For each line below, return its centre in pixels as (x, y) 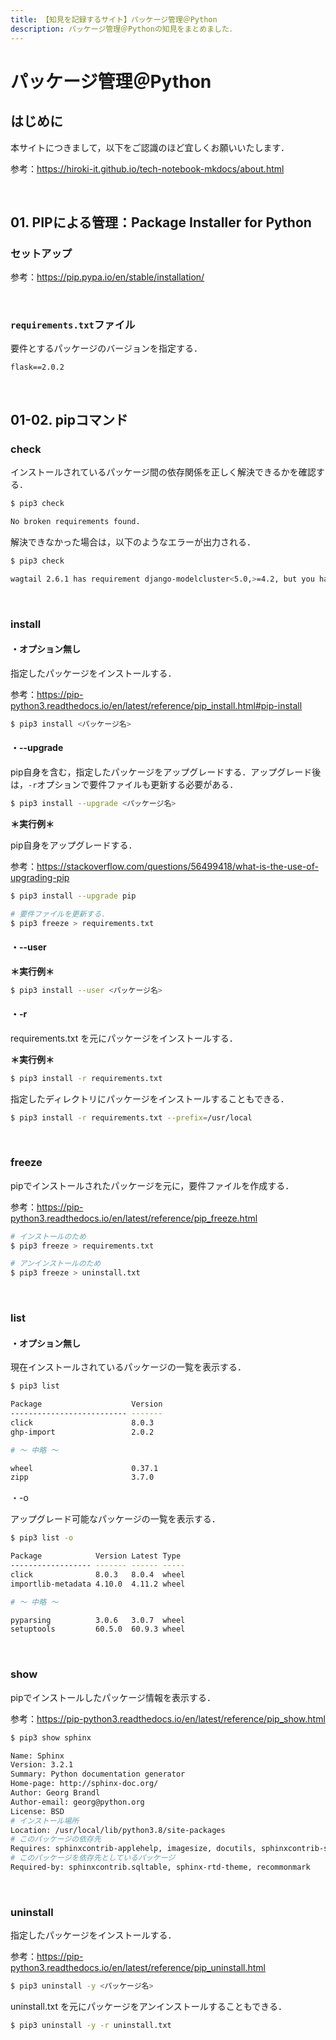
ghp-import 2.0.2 (82, 1432)
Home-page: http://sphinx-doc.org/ (84, 1784)
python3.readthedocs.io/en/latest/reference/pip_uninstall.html (138, 1968)
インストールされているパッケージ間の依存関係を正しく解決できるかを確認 (163, 472)
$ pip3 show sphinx (51, 1737)
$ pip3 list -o (42, 1538)
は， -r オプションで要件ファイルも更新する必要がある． (124, 784)
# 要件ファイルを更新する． (60, 914)
